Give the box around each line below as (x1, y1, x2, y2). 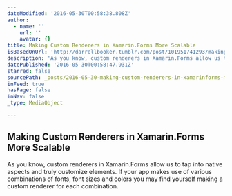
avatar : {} (19, 36, 51, 43)
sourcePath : (7, 74, 41, 81)
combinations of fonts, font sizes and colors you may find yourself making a (7, 175, 223, 183)
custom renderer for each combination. (7, 182, 119, 190)
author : (7, 17, 30, 23)
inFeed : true (7, 80, 45, 87)
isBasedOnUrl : (7, 49, 48, 56)
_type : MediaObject (7, 100, 64, 107)
